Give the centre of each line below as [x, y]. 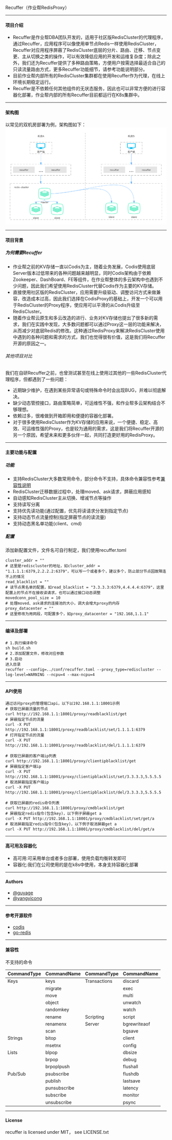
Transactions [99, 981]
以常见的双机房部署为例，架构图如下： [46, 125]
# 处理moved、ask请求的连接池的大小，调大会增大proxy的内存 [63, 604]
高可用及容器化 [21, 846]
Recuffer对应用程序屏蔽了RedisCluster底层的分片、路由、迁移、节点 [84, 50]
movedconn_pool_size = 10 [33, 598]
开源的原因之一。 [31, 343]
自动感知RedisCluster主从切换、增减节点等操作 [62, 498]
